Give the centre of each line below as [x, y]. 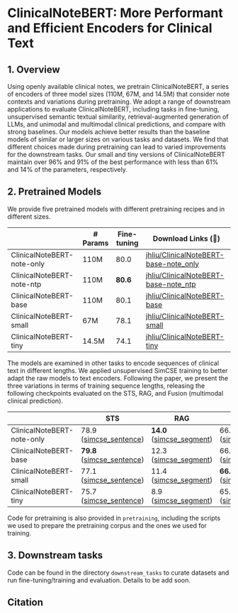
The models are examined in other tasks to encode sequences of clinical [113, 363]
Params [96, 243]
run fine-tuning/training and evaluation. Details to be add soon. [99, 580]
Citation [25, 603]
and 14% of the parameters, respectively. [67, 169]
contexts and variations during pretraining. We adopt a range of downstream [119, 102]
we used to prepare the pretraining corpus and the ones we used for [107, 525]
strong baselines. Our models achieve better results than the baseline [109, 132]
